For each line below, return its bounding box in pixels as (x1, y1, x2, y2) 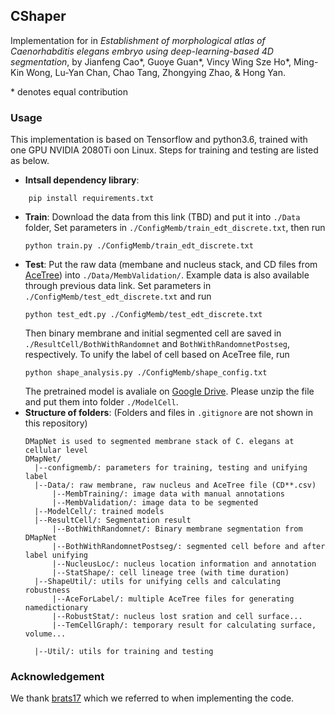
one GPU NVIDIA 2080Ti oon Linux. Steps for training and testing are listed (10, 144, 319, 156)
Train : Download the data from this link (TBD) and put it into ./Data (24, 211, 301, 223)
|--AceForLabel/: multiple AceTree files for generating (51, 594, 295, 604)
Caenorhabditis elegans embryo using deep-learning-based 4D (10, 45, 274, 57)
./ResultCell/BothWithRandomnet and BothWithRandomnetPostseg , (24, 338, 291, 350)
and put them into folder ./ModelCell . (24, 396, 179, 408)
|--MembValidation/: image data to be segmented (51, 498, 259, 508)
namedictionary (24, 603, 89, 613)
